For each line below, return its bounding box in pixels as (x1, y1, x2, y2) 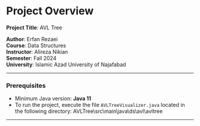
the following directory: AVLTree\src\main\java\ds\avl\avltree (14, 107, 163, 115)
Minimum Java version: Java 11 (14, 95, 91, 102)
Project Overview (6, 4, 94, 18)
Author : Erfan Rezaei (6, 35, 58, 42)
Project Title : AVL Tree (6, 24, 62, 31)
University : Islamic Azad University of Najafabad (6, 61, 126, 68)
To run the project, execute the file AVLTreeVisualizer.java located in (14, 102, 186, 109)
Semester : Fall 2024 (6, 54, 57, 62)
